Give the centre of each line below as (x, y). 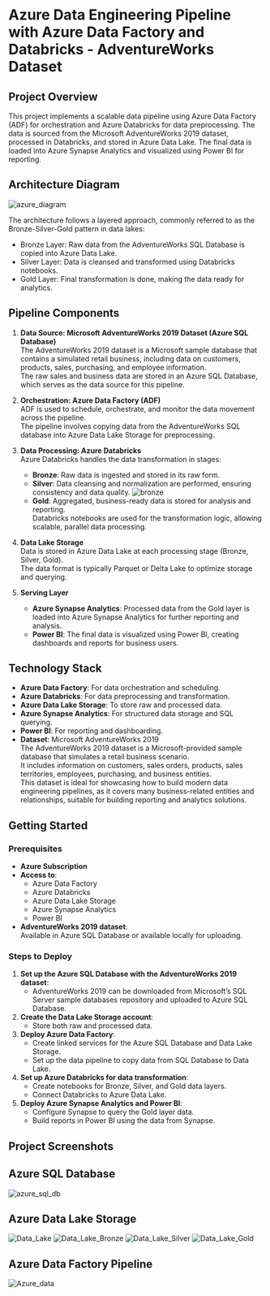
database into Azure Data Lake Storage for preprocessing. (117, 434)
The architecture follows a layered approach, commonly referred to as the (132, 220)
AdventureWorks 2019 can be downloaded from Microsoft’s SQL (139, 991)
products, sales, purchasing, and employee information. (113, 367)
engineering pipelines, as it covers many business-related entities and (137, 791)
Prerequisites (35, 849)
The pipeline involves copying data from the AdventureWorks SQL (130, 426)
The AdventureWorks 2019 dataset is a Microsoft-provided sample (131, 748)
